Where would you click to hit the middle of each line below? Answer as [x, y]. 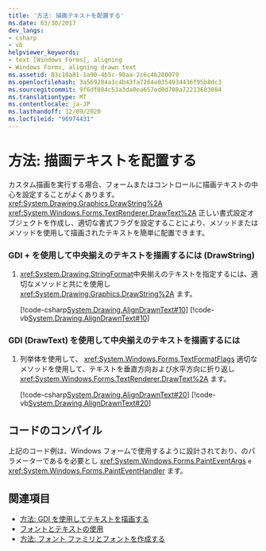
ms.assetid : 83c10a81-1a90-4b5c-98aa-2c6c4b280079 [94, 75]
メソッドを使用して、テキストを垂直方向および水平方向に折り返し [127, 369]
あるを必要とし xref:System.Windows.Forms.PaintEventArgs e [150, 461]
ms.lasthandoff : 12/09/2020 [55, 112]
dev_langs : [26, 30]
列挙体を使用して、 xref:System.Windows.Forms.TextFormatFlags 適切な [139, 359]
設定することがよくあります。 [70, 194]
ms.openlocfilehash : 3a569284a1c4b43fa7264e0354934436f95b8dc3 [115, 82]
